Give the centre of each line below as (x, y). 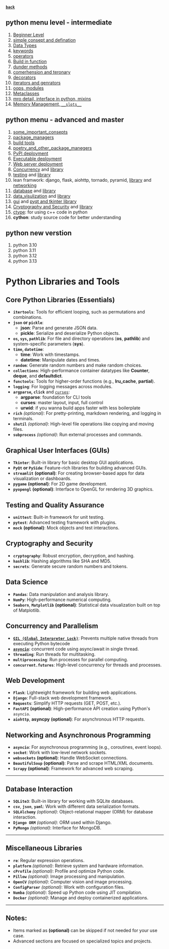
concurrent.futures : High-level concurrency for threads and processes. (87, 665)
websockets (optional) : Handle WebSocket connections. (70, 758)
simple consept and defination (44, 40)
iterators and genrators (37, 82)
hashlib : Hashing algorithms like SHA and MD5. (62, 561)
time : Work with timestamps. (50, 354)
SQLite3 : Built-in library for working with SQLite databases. (73, 801)
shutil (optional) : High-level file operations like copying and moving (83, 424)
